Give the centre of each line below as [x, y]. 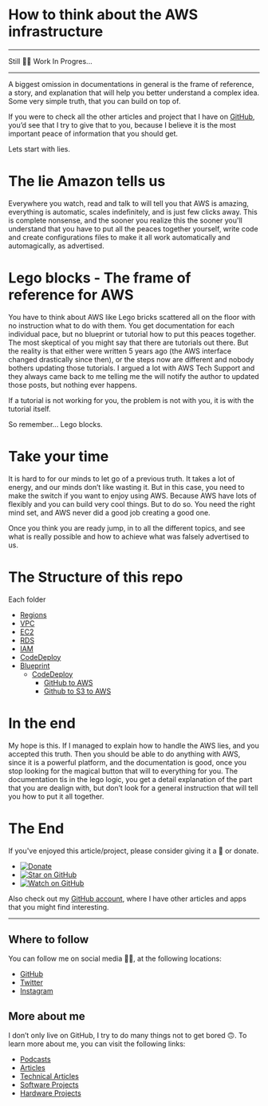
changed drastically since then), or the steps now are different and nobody [131, 359]
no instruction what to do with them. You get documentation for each [122, 326]
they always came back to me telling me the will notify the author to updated [134, 376]
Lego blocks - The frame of [100, 278]
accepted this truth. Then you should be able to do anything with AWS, [124, 754]
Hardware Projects [50, 1093]
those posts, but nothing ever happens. [73, 385]
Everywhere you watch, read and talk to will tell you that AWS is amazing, [129, 203]
